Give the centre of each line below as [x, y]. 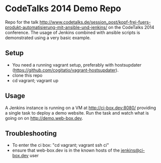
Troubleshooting [31, 133]
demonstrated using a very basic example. [48, 38]
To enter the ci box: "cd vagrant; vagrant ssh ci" [60, 145]
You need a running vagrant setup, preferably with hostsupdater [77, 65]
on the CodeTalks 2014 [131, 27]
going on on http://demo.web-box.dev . [44, 118]
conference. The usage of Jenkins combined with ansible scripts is [73, 32]
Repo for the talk [22, 22]
